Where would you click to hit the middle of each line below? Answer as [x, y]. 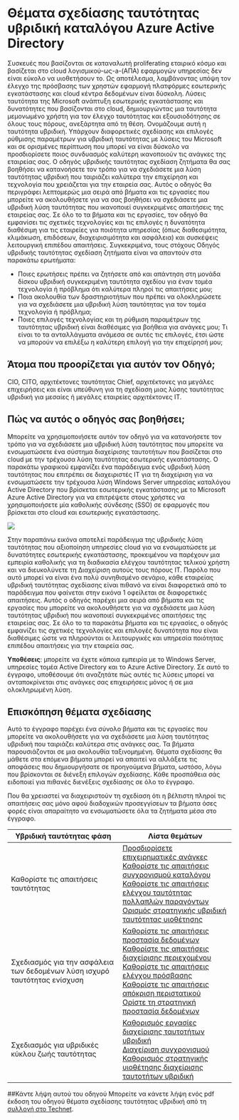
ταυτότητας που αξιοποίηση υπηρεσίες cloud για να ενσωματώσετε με [112, 547]
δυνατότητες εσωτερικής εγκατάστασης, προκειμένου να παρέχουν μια [114, 555]
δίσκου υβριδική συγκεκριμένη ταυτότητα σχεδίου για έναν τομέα [115, 281]
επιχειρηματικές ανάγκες [165, 857]
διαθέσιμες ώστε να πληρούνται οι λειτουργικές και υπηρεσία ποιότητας [116, 638]
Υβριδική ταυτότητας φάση [63, 836]
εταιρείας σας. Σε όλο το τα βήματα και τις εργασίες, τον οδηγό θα [108, 215]
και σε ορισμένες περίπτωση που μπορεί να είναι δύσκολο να [99, 146]
